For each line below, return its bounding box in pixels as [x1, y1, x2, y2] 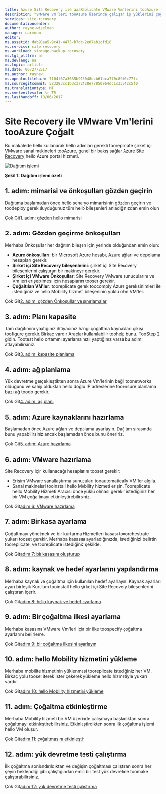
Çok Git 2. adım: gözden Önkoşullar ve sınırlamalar [5, 298, 107, 304]
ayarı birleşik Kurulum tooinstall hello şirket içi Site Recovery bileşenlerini [5, 583, 153, 589]
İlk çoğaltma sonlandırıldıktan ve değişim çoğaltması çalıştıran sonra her [5, 763, 152, 769]
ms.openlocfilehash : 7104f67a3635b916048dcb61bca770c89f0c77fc [5, 76, 138, 81]
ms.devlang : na [5, 58, 37, 63]
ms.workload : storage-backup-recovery [5, 48, 85, 53]
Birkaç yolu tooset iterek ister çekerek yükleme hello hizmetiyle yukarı [5, 673, 147, 679]
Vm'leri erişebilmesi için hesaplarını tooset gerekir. [12, 278, 115, 284]
